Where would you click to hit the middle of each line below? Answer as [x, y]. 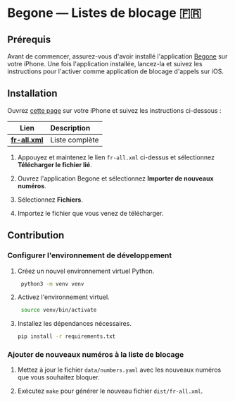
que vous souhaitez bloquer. [58, 377]
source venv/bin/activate [59, 310]
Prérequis [29, 39]
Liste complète [75, 140]
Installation [32, 93]
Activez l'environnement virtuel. [64, 297]
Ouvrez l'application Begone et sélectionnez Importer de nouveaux [115, 178]
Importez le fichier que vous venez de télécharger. [90, 213]
